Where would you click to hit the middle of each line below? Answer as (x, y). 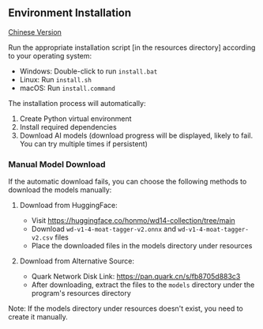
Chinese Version (35, 32)
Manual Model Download (57, 164)
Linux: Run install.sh (56, 79)
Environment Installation (70, 13)
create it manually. (38, 317)
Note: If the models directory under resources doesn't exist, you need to (126, 308)
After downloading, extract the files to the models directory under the (143, 285)
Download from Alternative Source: (77, 261)
